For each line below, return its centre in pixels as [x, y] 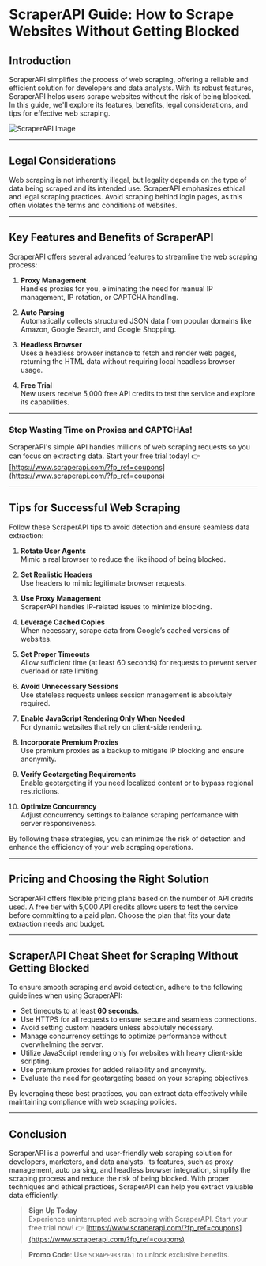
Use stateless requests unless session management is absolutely [126, 695]
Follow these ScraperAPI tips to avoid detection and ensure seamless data [129, 527]
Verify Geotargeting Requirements [78, 774]
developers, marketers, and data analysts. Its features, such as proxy [121, 1162]
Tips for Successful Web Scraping [95, 508]
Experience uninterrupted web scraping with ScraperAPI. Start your [138, 1219]
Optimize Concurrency [58, 806]
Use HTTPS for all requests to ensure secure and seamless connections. [139, 1019]
